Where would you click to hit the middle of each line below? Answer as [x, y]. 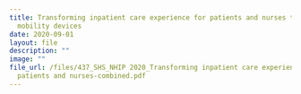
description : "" [39, 51]
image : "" [28, 59]
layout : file [34, 43]
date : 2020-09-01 [42, 34]
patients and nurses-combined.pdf [82, 76]
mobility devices [50, 26]
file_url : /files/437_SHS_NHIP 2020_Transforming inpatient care [133, 68]
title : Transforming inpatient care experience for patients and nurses [148, 17]
